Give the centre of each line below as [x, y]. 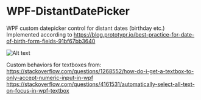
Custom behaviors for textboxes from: [54, 65]
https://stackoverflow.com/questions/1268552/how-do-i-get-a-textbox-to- [100, 71]
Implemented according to [39, 34]
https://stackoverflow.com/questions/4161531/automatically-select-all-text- [100, 84]
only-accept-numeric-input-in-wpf [50, 77]
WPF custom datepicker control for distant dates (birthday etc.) [86, 28]
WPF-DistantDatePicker [68, 11]
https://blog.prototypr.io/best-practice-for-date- [134, 34]
